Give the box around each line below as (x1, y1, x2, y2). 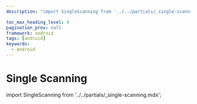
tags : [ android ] (6, 36, 46, 42)
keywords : (6, 41, 30, 47)
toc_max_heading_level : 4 (6, 19, 69, 25)
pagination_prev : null (6, 25, 62, 31)
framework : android (6, 30, 54, 36)
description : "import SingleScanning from (6, 8, 111, 15)
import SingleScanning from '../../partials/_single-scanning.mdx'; (6, 91, 162, 98)
